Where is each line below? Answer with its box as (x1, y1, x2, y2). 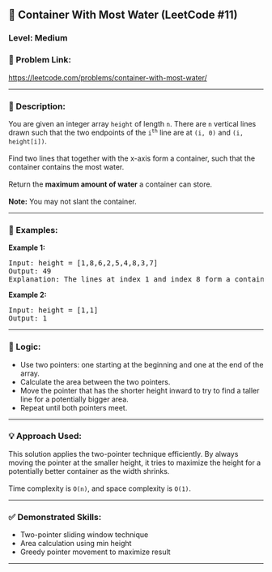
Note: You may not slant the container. (8, 196, 137, 206)
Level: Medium (8, 32, 68, 44)
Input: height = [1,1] (8, 306, 99, 315)
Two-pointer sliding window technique (19, 530, 149, 540)
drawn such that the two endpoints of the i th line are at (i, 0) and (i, (8, 127, 244, 137)
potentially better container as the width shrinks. (8, 466, 170, 475)
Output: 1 (8, 314, 47, 323)
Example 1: (8, 243, 46, 252)
